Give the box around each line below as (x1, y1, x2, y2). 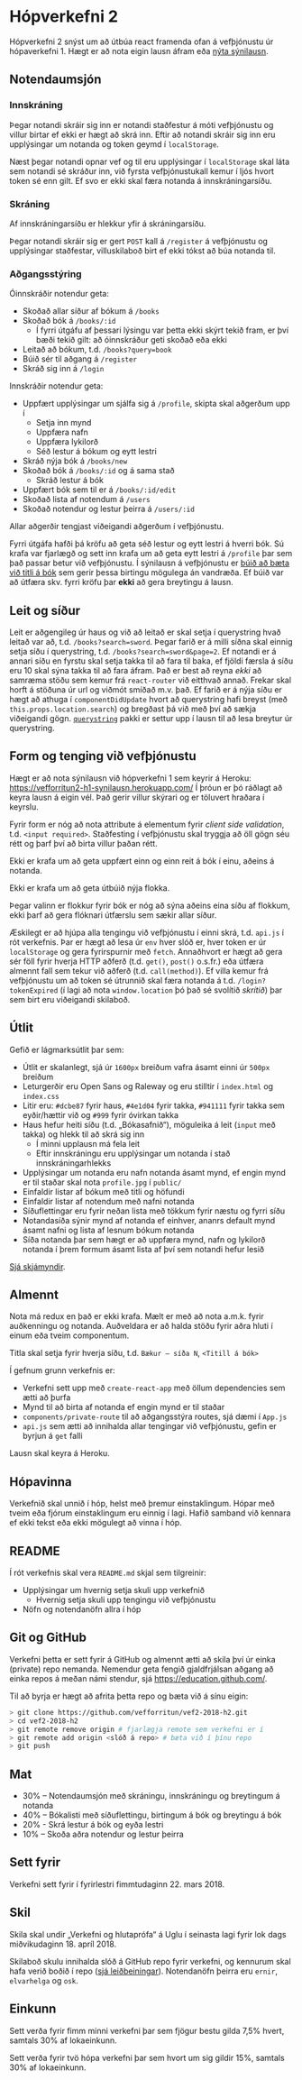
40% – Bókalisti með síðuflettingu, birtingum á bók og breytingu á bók (22, 1810, 282, 1820)
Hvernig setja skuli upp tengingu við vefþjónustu (35, 1594, 216, 1606)
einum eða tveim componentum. (9, 1330, 130, 1341)
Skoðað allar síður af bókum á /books (22, 306, 160, 316)
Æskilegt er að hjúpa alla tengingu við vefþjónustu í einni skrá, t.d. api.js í (9, 927, 284, 938)
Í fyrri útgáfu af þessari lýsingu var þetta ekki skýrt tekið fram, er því (35, 325, 289, 335)
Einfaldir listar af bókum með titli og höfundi (22, 1186, 185, 1196)
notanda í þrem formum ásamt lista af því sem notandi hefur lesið (22, 1243, 264, 1254)
